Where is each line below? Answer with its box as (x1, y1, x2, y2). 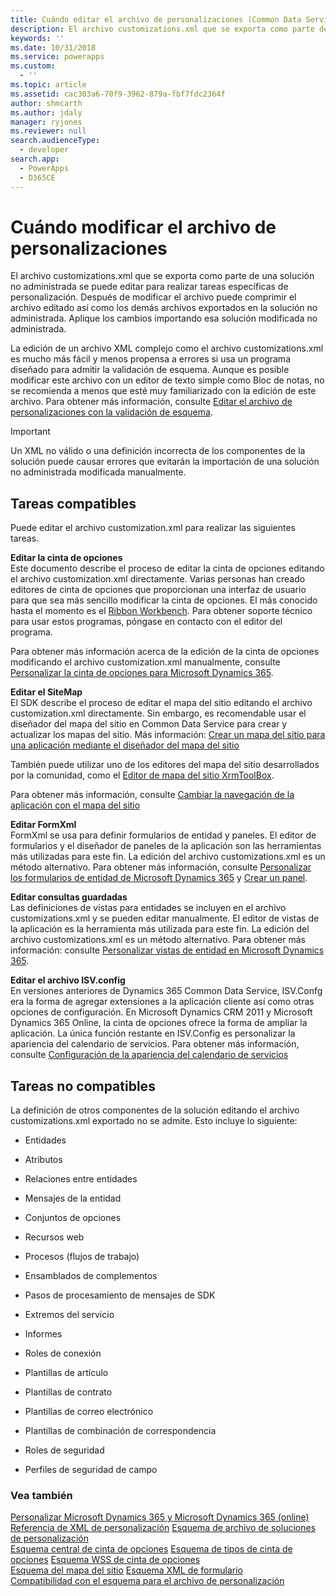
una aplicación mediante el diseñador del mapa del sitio (10, 739, 240, 751)
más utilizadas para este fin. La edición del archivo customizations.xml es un (10, 851, 326, 863)
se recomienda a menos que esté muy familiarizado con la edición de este (10, 385, 317, 397)
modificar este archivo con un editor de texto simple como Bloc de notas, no (10, 374, 325, 386)
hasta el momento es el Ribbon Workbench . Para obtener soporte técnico (10, 605, 313, 617)
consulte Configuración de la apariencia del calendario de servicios (10, 1049, 289, 1061)
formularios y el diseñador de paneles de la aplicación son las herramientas (10, 840, 322, 852)
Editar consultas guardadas (10, 891, 128, 903)
